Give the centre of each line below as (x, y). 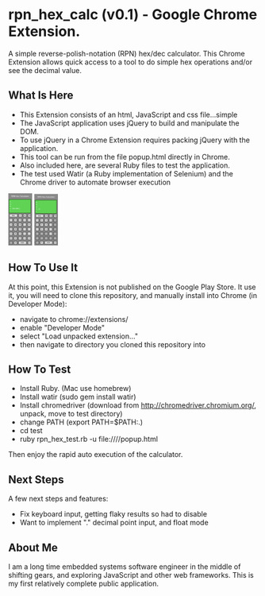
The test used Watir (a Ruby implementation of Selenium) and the (127, 173)
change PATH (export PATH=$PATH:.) (81, 422)
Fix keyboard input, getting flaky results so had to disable (113, 514)
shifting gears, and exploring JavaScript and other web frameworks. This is (131, 575)
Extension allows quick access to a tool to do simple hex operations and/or (131, 62)
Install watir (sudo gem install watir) (78, 397)
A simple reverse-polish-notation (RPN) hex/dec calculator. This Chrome (127, 53)
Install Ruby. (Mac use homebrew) (75, 389)
